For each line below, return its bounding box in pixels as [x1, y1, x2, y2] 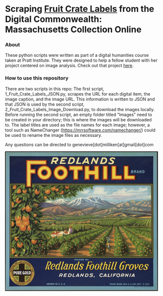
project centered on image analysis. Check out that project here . [5, 63, 134, 68]
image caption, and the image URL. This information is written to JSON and [5, 96, 155, 102]
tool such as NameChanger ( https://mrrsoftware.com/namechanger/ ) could [5, 127, 156, 133]
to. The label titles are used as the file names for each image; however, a [5, 122, 150, 128]
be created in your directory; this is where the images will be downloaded [5, 116, 152, 122]
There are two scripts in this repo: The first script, [5, 86, 104, 92]
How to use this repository [5, 75, 69, 82]
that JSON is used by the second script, [5, 101, 85, 107]
